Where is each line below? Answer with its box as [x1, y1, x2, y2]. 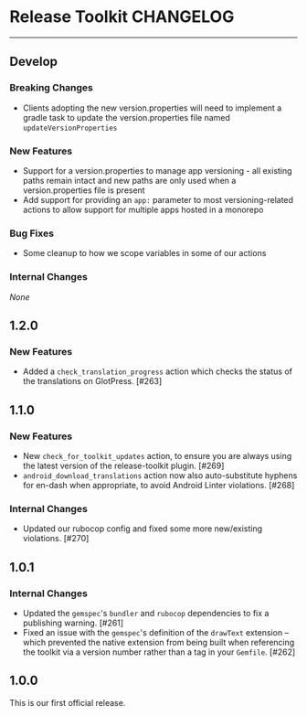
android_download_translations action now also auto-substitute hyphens [22, 469, 298, 481]
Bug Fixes [9, 227, 55, 240]
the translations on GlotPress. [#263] [22, 376, 163, 387]
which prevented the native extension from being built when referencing [22, 636, 295, 647]
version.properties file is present [22, 185, 145, 196]
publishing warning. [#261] [22, 617, 124, 628]
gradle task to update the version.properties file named [22, 112, 231, 123]
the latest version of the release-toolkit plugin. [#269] [22, 460, 225, 471]
